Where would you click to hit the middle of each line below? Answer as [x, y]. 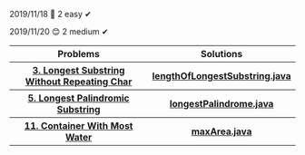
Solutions [222, 54]
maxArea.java [221, 131]
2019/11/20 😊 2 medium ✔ [59, 31]
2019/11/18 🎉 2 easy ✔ [51, 14]
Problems [79, 54]
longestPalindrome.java [221, 104]
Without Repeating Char [79, 82]
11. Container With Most [79, 126]
